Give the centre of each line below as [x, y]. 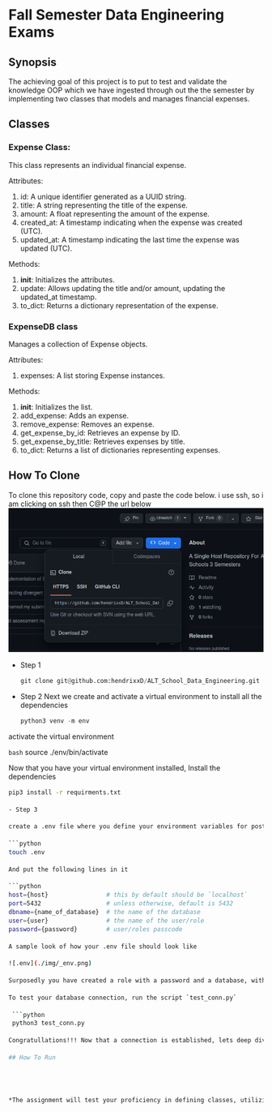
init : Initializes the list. [56, 406]
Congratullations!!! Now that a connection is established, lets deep [130, 1041]
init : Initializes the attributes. [67, 279]
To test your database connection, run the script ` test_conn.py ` [123, 998]
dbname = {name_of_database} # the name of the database [104, 912]
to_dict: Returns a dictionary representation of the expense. [119, 305]
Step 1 [30, 665]
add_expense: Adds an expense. [74, 415]
